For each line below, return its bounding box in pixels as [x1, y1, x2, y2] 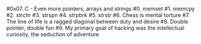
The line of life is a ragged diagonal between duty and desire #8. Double [6, 18, 188, 25]
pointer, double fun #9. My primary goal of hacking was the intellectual [6, 24, 185, 31]
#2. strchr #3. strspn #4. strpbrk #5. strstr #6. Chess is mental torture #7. [6, 11, 190, 19]
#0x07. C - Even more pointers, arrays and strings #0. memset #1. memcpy [6, 5, 196, 12]
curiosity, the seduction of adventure [6, 31, 100, 38]
